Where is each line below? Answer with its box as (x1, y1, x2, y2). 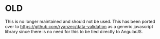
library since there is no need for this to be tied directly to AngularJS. (5, 29, 143, 34)
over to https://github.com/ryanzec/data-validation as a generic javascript (5, 23, 153, 29)
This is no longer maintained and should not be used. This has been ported (5, 19, 156, 24)
